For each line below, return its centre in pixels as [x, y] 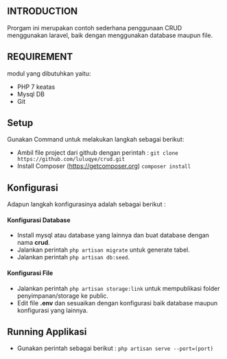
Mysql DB [31, 94]
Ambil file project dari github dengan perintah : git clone [97, 153]
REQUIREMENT [40, 57]
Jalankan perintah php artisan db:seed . [73, 257]
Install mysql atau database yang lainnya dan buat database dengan [113, 235]
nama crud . [33, 243]
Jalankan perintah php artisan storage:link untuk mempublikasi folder [118, 288]
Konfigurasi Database [39, 220]
